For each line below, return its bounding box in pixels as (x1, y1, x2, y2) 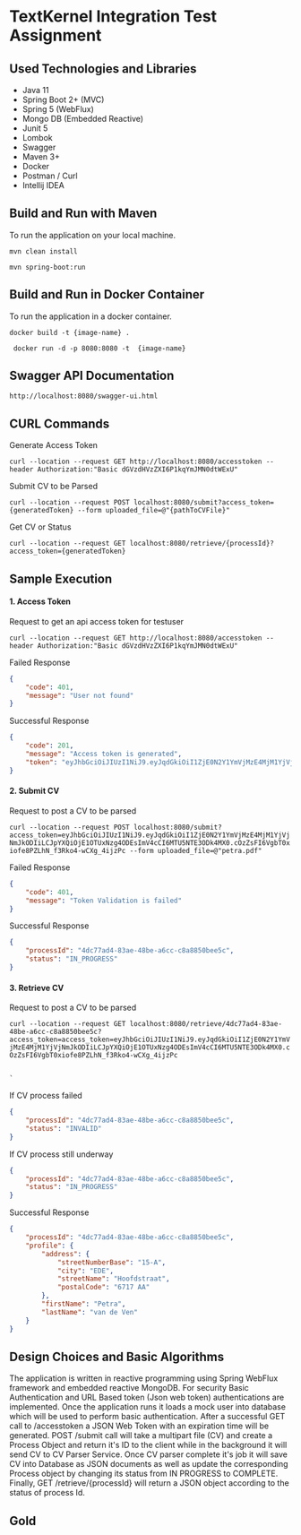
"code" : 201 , (25, 741, 74, 750)
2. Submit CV (9, 786, 60, 797)
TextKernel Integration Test (9, 6, 218, 27)
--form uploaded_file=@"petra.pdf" (129, 846, 262, 855)
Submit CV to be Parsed (9, 481, 99, 492)
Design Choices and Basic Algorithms (9, 1349, 225, 1364)
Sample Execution (9, 571, 113, 586)
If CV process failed (9, 1091, 82, 1101)
